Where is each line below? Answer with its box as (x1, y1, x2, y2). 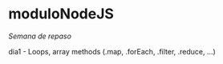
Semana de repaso (8, 31, 72, 41)
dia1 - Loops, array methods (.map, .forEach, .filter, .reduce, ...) (8, 46, 217, 56)
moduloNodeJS (8, 5, 115, 23)
